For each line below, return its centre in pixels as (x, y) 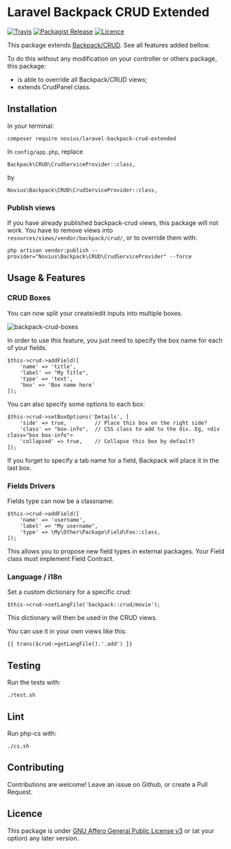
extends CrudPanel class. (54, 87)
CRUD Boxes (29, 298)
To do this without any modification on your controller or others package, (112, 58)
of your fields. (27, 347)
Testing (24, 666)
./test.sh (22, 695)
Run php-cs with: (32, 733)
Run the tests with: (34, 683)
